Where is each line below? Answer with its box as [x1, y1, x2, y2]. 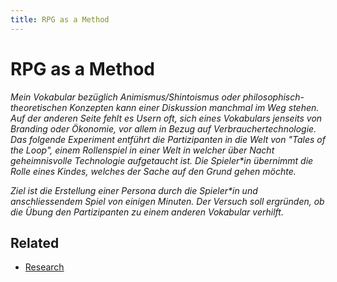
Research [24, 261, 65, 273]
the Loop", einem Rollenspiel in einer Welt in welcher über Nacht [10, 144, 275, 156]
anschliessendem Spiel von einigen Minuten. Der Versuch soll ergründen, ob [10, 195, 325, 207]
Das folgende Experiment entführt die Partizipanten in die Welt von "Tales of [10, 133, 326, 145]
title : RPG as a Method [10, 14, 110, 25]
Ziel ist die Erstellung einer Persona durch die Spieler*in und [10, 184, 258, 196]
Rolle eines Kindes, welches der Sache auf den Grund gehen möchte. [10, 165, 297, 177]
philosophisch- [242, 91, 305, 103]
